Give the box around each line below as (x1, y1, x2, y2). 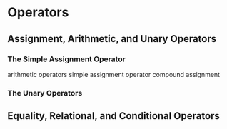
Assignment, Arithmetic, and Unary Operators (7, 33, 217, 45)
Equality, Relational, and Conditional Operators (7, 110, 220, 122)
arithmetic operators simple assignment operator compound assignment (7, 70, 220, 78)
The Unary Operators (7, 88, 83, 98)
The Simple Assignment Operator (7, 54, 126, 64)
